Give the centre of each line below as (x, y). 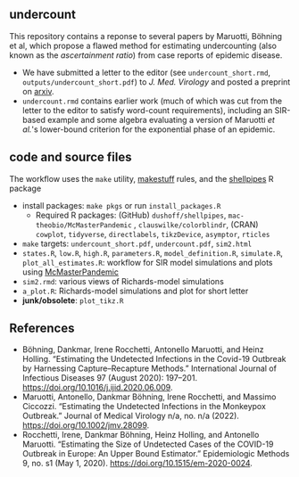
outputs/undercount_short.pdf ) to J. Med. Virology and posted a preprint (156, 82)
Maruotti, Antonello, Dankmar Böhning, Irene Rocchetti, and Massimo (149, 397)
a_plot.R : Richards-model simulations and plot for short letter (135, 291)
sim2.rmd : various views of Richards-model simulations (123, 281)
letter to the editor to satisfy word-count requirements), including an (147, 110)
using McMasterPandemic (70, 272)
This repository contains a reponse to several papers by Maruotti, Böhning (146, 36)
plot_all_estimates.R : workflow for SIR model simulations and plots (147, 262)
